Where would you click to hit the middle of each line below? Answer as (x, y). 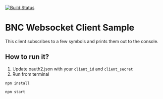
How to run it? (27, 57)
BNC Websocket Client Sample (70, 28)
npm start (15, 92)
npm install (17, 83)
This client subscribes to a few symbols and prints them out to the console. (82, 41)
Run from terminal (31, 74)
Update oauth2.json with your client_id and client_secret (73, 69)
